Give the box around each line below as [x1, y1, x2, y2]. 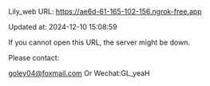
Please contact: [8, 53, 60, 62]
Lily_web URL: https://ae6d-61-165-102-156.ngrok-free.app [8, 7, 202, 16]
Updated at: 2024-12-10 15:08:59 [8, 22, 117, 31]
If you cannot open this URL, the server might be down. [8, 37, 190, 47]
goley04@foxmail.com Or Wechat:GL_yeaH [8, 68, 150, 78]
